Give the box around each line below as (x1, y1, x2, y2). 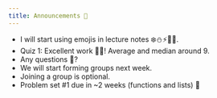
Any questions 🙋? (19, 54, 79, 64)
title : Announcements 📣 (8, 11, 88, 20)
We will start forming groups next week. (19, 63, 153, 72)
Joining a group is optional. (19, 71, 111, 81)
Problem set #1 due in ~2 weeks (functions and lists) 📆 (19, 80, 201, 89)
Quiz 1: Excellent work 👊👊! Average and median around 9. (19, 46, 211, 55)
